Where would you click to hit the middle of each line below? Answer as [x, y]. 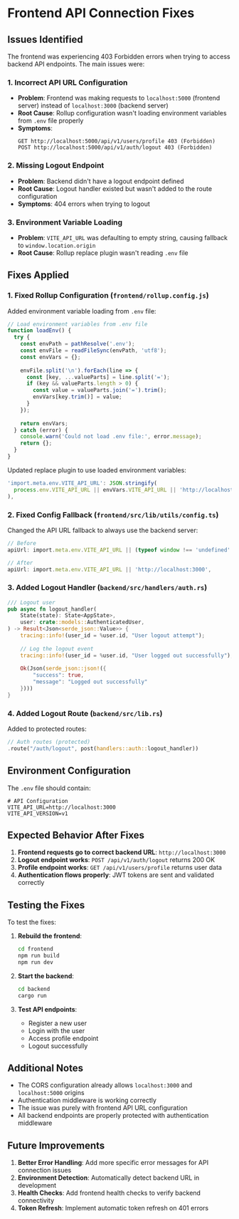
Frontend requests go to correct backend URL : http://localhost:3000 [122, 852]
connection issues [44, 1171]
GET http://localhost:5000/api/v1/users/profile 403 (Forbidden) [116, 141]
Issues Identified [45, 40]
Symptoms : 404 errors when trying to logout [84, 204]
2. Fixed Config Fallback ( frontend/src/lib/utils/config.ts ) [113, 514]
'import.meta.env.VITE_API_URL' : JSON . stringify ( [83, 483]
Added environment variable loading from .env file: [82, 311]
